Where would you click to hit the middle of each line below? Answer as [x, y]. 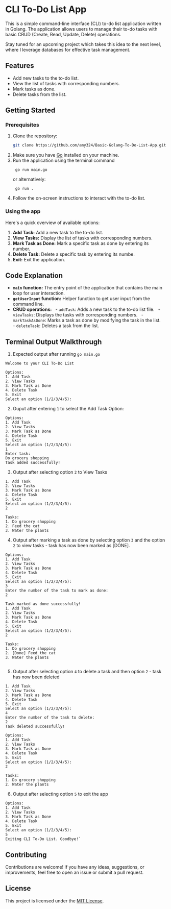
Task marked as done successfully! [43, 604]
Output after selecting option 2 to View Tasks [60, 472]
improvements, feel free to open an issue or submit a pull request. [75, 873]
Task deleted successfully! [35, 727]
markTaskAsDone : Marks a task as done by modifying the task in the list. [87, 321]
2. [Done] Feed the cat [31, 653]
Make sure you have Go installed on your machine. [66, 155]
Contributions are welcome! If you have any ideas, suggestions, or [75, 867]
